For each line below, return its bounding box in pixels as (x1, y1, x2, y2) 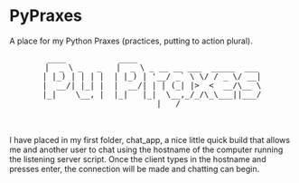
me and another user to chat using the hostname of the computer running (9, 144, 284, 155)
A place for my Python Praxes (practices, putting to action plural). (9, 35, 253, 46)
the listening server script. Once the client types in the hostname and (9, 153, 266, 164)
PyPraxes (9, 5, 83, 26)
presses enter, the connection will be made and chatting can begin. (9, 163, 260, 174)
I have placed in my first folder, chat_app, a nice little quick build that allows (9, 134, 291, 145)
